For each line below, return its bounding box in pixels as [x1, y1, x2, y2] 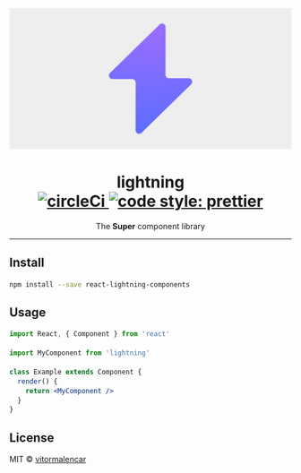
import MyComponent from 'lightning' [9, 348, 150, 357]
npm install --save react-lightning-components [9, 279, 191, 289]
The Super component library [95, 220, 206, 231]
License [9, 430, 55, 445]
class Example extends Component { [9, 367, 142, 376]
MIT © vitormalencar [9, 454, 87, 465]
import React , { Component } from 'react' [9, 330, 170, 339]
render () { [17, 376, 58, 386]
